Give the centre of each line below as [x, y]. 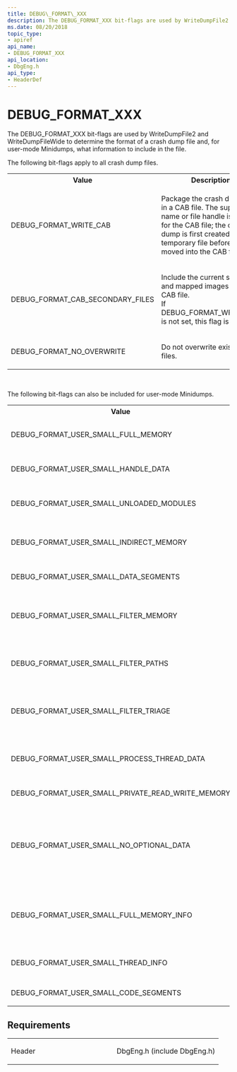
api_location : [28, 60]
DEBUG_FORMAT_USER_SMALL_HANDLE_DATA [91, 469]
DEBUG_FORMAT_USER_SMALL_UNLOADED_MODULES [103, 504]
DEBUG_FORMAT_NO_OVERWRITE [68, 352]
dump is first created [196, 234]
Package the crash [192, 199]
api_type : [22, 73]
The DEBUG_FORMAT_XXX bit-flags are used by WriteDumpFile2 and [108, 134]
